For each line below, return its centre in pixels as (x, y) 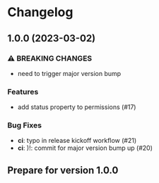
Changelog (40, 12)
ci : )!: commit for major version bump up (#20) (85, 148)
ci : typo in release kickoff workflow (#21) (77, 141)
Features (23, 91)
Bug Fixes (25, 125)
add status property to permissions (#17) (77, 107)
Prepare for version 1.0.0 (63, 170)
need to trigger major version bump (69, 73)
